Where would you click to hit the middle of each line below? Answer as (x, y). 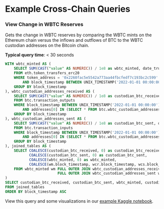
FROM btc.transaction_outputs (45, 101)
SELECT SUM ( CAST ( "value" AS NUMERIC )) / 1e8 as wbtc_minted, (77, 69)
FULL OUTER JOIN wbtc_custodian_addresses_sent (107, 173)
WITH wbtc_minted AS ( (28, 64)
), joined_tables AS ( (28, 146)
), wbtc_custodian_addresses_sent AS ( (46, 119)
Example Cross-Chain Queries (68, 9)
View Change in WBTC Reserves (44, 25)
